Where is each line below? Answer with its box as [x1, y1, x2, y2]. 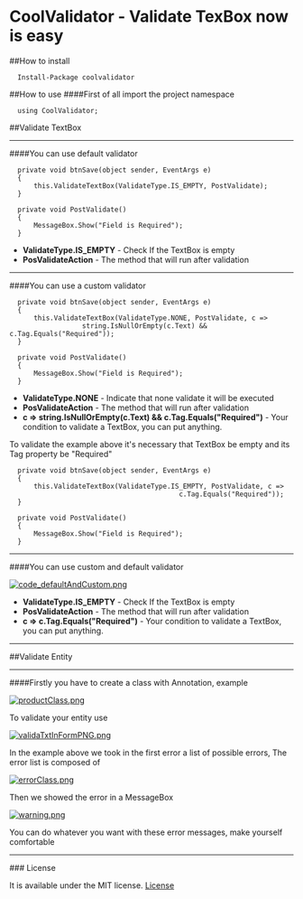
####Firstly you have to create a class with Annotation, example [9, 677, 248, 688]
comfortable [9, 836, 55, 847]
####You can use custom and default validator [9, 561, 184, 572]
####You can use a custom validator [9, 280, 146, 291]
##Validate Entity [9, 651, 73, 661]
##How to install [9, 55, 70, 66]
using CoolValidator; [17, 106, 99, 115]
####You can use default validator [9, 147, 138, 159]
